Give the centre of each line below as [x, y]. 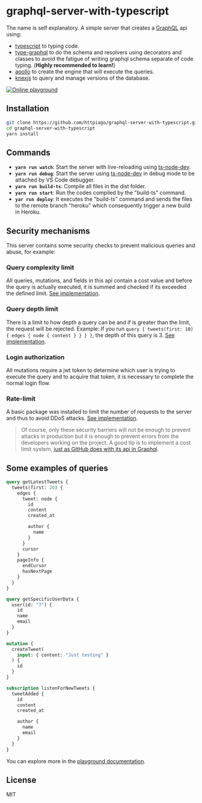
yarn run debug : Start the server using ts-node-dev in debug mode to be [105, 174]
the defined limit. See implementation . [53, 293]
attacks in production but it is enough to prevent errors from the [100, 436]
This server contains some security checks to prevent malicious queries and [101, 245]
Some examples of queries [57, 468]
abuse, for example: [31, 252]
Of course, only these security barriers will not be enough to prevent [106, 430]
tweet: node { [40, 499]
